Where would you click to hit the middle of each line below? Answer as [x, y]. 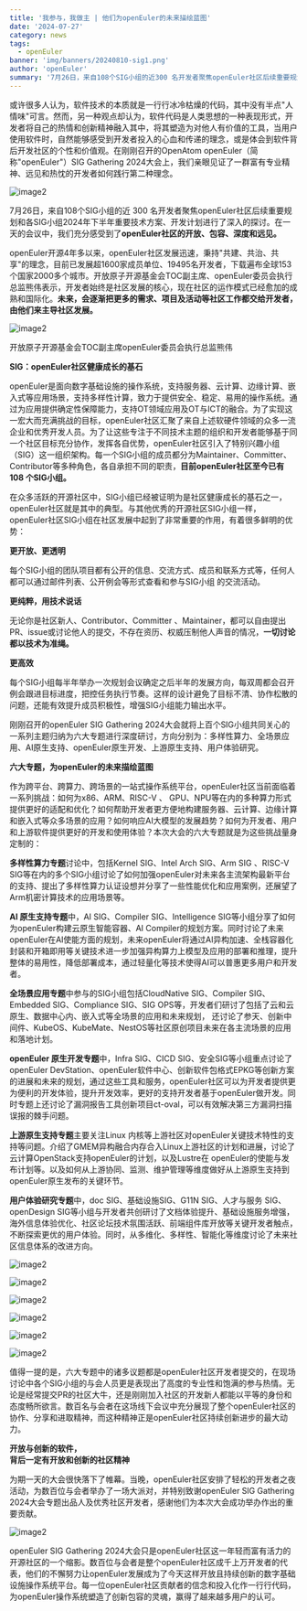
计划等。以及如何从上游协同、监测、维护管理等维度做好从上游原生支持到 [153, 1169]
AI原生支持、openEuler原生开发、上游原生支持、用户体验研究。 [144, 747]
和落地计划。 [33, 1038]
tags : [20, 43]
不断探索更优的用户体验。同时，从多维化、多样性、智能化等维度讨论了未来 [149, 1234]
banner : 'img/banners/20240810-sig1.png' [90, 60]
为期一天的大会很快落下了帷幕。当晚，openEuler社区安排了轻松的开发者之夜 [153, 1479]
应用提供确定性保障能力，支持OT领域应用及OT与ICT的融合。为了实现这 [159, 409]
